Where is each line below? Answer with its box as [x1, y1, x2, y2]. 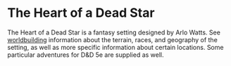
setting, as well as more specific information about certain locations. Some [7, 43, 224, 51]
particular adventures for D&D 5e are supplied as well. [7, 51, 164, 59]
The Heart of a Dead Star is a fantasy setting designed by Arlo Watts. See [7, 28, 220, 37]
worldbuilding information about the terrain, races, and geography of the [7, 35, 218, 44]
